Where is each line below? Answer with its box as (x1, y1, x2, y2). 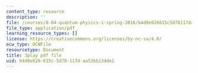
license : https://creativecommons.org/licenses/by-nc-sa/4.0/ (6, 36, 162, 42)
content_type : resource (6, 8, 65, 15)
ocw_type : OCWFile (6, 42, 51, 48)
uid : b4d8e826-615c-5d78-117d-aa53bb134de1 (6, 58, 115, 64)
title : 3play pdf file (6, 52, 62, 58)
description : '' (6, 14, 46, 20)
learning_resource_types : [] (6, 31, 78, 36)
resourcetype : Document (6, 47, 65, 53)
